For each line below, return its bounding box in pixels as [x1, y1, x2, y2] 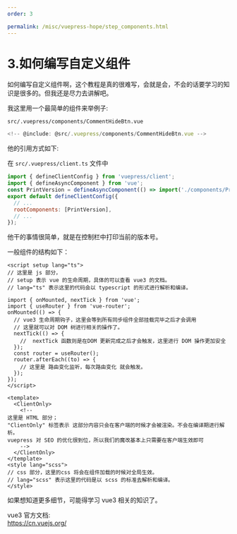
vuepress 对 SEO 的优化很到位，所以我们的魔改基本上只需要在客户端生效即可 [7, 437, 205, 444]
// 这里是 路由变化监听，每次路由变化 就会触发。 [20, 364, 147, 371]
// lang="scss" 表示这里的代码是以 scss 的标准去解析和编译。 [7, 477, 174, 484]
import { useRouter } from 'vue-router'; [7, 303, 131, 310]
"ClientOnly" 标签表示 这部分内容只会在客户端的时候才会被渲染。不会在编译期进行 [7, 422, 220, 429]
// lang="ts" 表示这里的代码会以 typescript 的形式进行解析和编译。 [7, 284, 192, 291]
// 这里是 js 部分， [7, 269, 61, 277]
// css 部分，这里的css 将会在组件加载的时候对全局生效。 [7, 469, 158, 476]
